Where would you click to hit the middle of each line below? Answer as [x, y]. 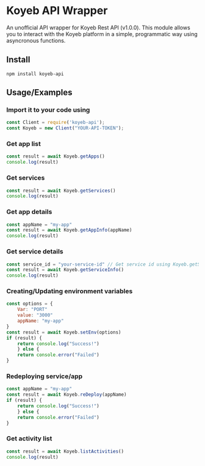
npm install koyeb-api [35, 74]
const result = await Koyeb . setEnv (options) [64, 332]
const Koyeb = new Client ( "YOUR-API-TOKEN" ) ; [65, 128]
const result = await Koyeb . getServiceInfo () [65, 270]
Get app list [23, 144]
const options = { [30, 304]
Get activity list [29, 439]
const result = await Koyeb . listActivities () [65, 451]
